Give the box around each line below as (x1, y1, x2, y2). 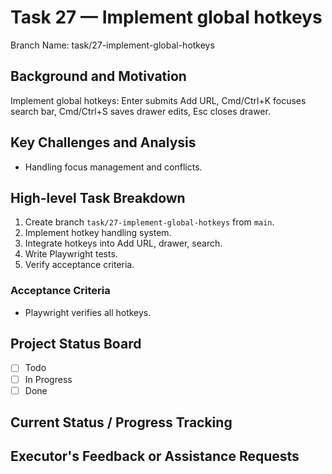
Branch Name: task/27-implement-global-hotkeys (10, 39, 215, 51)
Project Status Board (10, 336, 142, 353)
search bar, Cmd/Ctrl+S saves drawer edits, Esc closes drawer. (10, 105, 271, 117)
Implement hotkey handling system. (24, 227, 172, 239)
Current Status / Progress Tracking (10, 414, 233, 431)
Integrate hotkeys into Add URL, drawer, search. (24, 237, 223, 250)
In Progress (24, 373, 73, 385)
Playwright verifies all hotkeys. (24, 306, 152, 318)
